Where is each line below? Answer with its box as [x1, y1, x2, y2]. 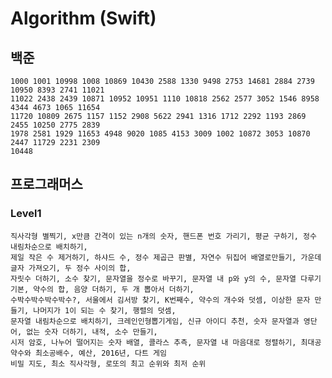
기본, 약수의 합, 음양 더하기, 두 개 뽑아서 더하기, [10, 284, 195, 294]
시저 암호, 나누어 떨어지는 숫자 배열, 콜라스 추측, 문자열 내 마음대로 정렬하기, [10, 337, 297, 347]
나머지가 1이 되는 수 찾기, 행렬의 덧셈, [33, 305, 177, 316]
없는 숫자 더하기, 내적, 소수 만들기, [26, 327, 158, 337]
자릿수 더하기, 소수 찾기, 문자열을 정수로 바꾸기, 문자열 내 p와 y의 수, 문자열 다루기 [10, 273, 322, 284]
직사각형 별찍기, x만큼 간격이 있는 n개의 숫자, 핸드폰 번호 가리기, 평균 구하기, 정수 [10, 231, 317, 241]
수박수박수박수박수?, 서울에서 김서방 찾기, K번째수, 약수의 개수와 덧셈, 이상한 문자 [10, 295, 311, 305]
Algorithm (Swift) [10, 7, 157, 30]
